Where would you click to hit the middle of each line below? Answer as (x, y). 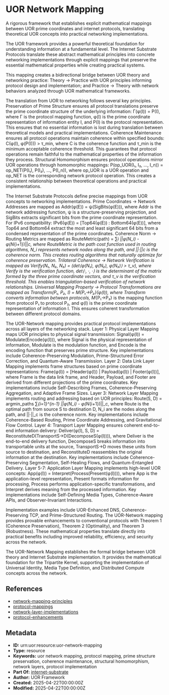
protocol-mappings (33, 606)
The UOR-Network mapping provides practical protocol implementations (81, 323)
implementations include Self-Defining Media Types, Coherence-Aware (79, 495)
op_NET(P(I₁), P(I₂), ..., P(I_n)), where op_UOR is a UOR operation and (77, 170)
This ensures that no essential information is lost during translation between (84, 127)
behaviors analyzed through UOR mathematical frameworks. (68, 91)
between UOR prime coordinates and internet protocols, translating (75, 28)
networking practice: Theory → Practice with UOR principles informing (79, 80)
